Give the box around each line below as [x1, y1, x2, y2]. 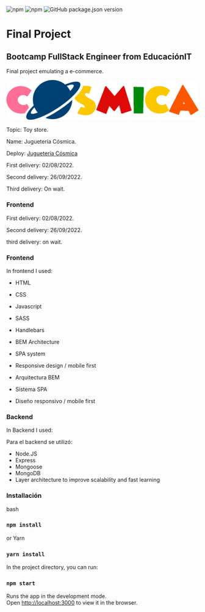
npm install [6, 522, 42, 528]
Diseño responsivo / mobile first [15, 397, 96, 404]
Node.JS [15, 450, 38, 457]
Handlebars [15, 326, 45, 333]
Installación [6, 492, 42, 500]
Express [15, 457, 36, 464]
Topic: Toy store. [6, 126, 49, 134]
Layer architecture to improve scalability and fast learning [15, 476, 160, 484]
